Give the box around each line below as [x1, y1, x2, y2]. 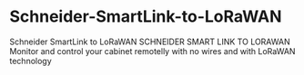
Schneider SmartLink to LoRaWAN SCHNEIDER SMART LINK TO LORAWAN [9, 36, 290, 47]
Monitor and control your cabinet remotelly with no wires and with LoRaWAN [9, 45, 296, 56]
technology [9, 55, 52, 66]
